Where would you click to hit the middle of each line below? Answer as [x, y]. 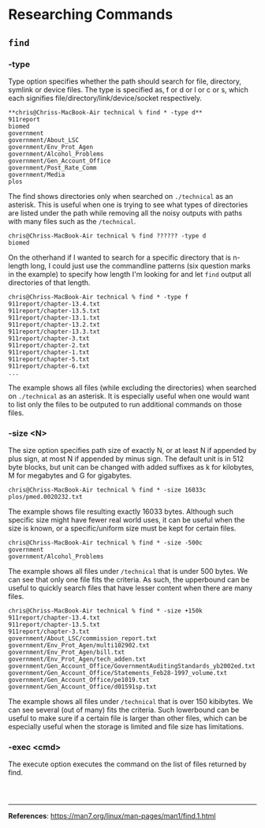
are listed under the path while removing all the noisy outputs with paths [125, 213]
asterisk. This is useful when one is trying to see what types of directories [128, 204]
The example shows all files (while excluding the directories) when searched [132, 388]
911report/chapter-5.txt [49, 359]
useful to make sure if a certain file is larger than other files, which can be [128, 718]
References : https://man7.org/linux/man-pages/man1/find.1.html [112, 816]
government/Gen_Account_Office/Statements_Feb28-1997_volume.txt [118, 673]
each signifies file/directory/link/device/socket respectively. [105, 98]
